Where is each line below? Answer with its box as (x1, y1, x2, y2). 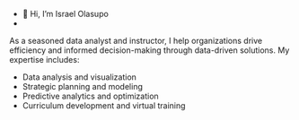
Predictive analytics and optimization (22, 90, 159, 101)
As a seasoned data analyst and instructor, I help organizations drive (9, 36, 263, 46)
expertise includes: (9, 55, 80, 64)
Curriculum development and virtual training (22, 100, 186, 111)
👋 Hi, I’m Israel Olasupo (22, 9, 110, 19)
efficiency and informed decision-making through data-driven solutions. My (9, 45, 290, 56)
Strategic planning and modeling (22, 81, 144, 91)
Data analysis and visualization (22, 72, 137, 82)
